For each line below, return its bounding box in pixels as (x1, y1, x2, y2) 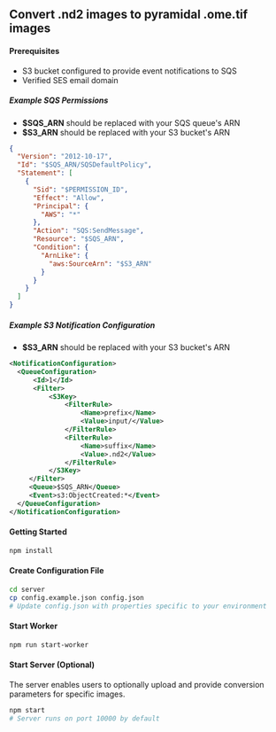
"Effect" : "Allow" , (32, 193, 104, 202)
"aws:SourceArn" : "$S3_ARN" (48, 259, 152, 269)
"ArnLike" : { (41, 251, 89, 260)
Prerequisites (9, 45, 60, 56)
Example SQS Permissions (9, 95, 109, 105)
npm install (9, 546, 53, 555)
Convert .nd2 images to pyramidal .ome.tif (9, 7, 249, 22)
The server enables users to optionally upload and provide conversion (9, 679, 264, 689)
